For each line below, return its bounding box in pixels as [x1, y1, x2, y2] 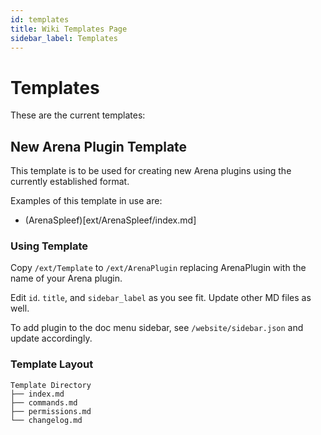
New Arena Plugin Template [10, 138, 188, 155]
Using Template [10, 239, 89, 253]
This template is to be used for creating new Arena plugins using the [10, 165, 292, 177]
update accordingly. [10, 332, 93, 345]
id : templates [10, 14, 70, 25]
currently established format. [10, 176, 130, 188]
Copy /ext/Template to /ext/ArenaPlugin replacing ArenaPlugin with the [10, 262, 307, 274]
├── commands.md [10, 397, 78, 408]
